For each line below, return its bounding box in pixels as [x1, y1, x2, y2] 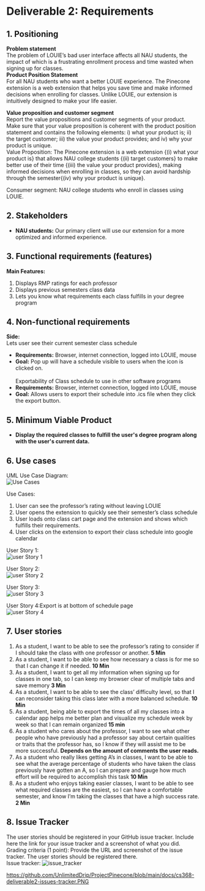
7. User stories [6, 626, 62, 637]
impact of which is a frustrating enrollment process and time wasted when [6, 58, 194, 65]
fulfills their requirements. [15, 522, 81, 529]
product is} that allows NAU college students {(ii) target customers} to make [6, 155, 198, 162]
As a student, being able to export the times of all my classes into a [15, 707, 185, 715]
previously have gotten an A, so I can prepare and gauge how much [15, 766, 187, 774]
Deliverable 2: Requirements [6, 4, 154, 18]
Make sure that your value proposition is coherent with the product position [6, 122, 196, 130]
